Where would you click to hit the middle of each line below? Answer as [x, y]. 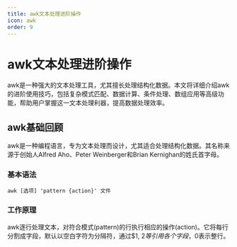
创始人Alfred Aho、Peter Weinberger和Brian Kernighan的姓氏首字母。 [121, 155]
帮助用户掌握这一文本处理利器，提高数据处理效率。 [94, 103]
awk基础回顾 [35, 127]
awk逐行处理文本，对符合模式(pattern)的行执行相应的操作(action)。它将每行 [118, 226]
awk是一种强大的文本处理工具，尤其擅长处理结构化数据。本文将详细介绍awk [118, 85]
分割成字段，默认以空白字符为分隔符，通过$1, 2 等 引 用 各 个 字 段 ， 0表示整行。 [118, 236]
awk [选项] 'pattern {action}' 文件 [59, 191]
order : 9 [20, 27]
